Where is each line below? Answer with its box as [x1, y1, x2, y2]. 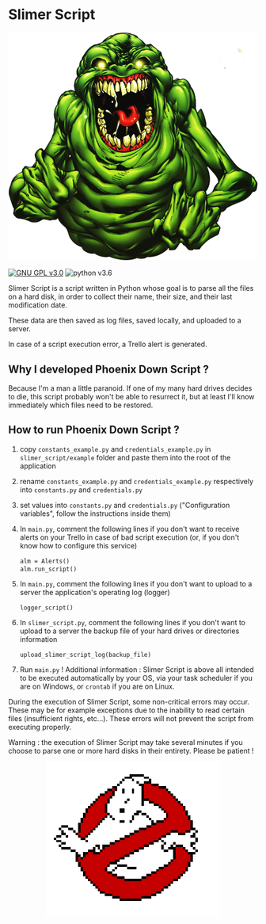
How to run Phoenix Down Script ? [8, 423, 180, 437]
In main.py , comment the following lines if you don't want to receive [19, 524, 240, 533]
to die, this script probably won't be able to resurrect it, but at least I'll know [8, 392, 255, 402]
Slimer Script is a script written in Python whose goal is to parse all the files [8, 284, 254, 293]
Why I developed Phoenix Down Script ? [8, 362, 210, 376]
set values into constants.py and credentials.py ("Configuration [19, 500, 230, 510]
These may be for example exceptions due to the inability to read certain [8, 705, 245, 715]
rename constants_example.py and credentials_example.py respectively [19, 476, 254, 486]
